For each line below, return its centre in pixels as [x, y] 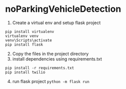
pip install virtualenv [30, 31]
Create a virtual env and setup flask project [56, 23]
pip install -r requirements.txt [40, 68]
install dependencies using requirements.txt [57, 59]
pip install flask [24, 44]
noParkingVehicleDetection [63, 9]
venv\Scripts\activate [29, 40]
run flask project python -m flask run [51, 81]
